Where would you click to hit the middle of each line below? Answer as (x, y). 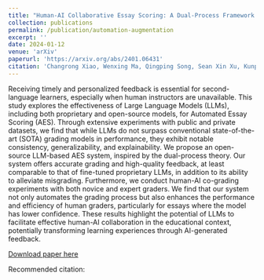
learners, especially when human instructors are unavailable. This (146, 97)
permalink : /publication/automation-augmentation (91, 30)
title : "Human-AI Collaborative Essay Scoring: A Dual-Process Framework (132, 15)
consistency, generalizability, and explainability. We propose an (111, 147)
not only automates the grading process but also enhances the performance (132, 197)
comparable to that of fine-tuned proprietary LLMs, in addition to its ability (128, 172)
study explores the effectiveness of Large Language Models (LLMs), (119, 105)
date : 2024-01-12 (37, 45)
